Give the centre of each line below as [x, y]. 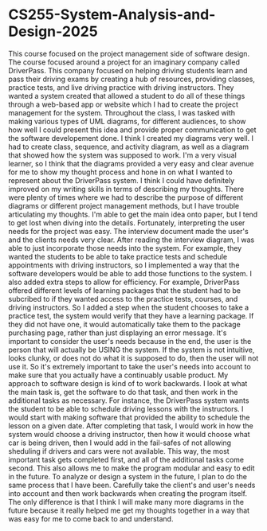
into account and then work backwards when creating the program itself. [128, 493]
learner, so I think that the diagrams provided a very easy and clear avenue [131, 163]
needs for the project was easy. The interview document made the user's [128, 231]
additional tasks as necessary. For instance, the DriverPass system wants [129, 400]
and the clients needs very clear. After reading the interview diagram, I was [132, 240]
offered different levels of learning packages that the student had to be [125, 290]
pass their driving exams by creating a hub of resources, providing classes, [132, 79]
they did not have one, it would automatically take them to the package [124, 324]
